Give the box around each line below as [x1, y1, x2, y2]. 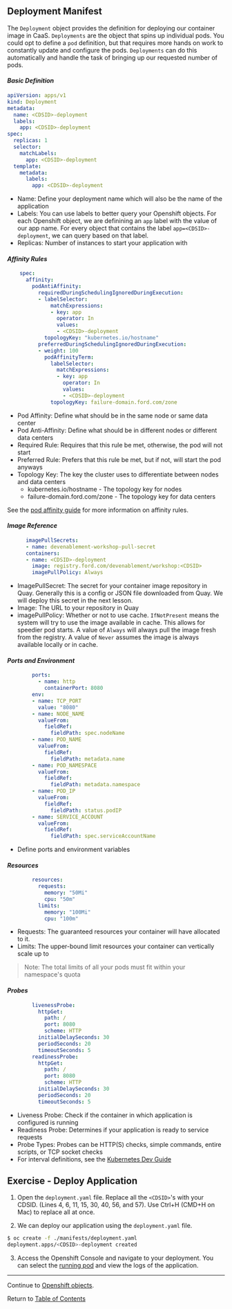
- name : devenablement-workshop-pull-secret [25, 543, 156, 550]
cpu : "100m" [43, 915, 79, 922]
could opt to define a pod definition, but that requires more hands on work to [7, 38, 224, 47]
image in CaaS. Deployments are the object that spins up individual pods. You [7, 31, 224, 39]
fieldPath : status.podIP [50, 807, 122, 814]
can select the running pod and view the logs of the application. [17, 1261, 199, 1270]
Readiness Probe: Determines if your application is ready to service [17, 1125, 209, 1134]
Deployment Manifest [7, 6, 102, 17]
